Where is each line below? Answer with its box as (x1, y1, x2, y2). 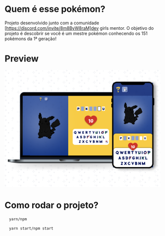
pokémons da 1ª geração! (4, 36, 57, 42)
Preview (4, 53, 39, 64)
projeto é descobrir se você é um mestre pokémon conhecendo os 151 (4, 30, 148, 36)
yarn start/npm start (9, 226, 54, 231)
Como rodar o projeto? (4, 200, 99, 211)
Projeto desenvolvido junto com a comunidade (4, 20, 99, 26)
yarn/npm (9, 217, 27, 222)
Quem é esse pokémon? (4, 3, 106, 15)
